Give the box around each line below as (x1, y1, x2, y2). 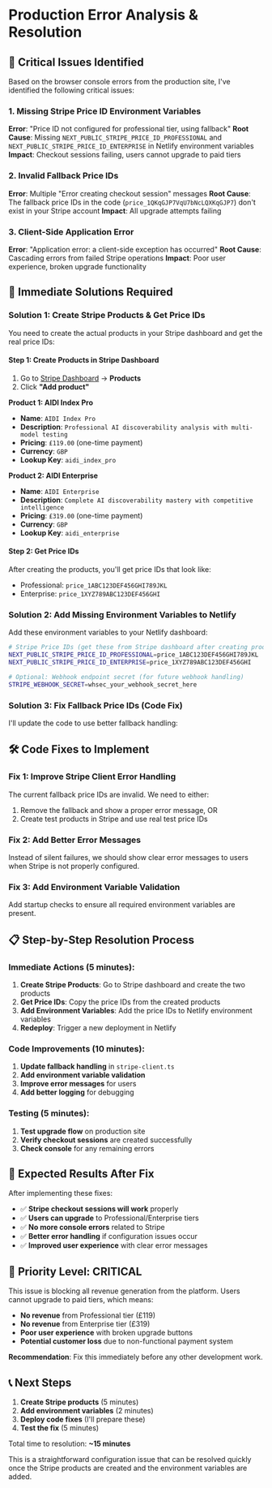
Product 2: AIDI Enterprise (8, 471, 99, 480)
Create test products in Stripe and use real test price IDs (19, 814, 208, 824)
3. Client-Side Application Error (8, 226, 134, 237)
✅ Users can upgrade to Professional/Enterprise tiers (19, 1213, 200, 1223)
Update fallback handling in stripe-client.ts (19, 1061, 175, 1072)
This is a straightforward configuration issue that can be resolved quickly (8, 1454, 252, 1464)
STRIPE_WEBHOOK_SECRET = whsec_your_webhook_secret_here (8, 680, 198, 689)
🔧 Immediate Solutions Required (8, 286, 173, 299)
